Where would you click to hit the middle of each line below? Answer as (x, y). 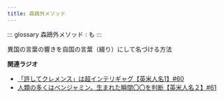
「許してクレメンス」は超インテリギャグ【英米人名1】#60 (101, 79)
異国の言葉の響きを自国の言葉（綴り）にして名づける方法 (90, 49)
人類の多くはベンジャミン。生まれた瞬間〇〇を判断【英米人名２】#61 (117, 87)
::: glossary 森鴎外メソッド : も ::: (55, 34)
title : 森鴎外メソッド (37, 14)
